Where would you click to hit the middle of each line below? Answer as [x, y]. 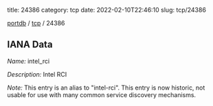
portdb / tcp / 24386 [36, 23]
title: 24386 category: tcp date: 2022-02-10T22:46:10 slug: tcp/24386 [106, 10]
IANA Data [30, 45]
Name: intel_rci [29, 61]
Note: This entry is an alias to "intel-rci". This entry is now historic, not [106, 88]
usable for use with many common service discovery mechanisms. [102, 94]
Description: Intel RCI [37, 74]
